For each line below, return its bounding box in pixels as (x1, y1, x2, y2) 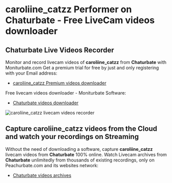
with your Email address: (5, 70, 58, 76)
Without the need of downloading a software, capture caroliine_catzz (5, 146, 153, 152)
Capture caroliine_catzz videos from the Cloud (5, 124, 158, 133)
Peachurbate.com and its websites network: (5, 162, 99, 168)
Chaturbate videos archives (12, 172, 72, 178)
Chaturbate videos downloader (12, 100, 79, 106)
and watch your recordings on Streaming (5, 132, 139, 141)
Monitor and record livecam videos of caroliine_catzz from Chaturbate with (5, 59, 167, 65)
